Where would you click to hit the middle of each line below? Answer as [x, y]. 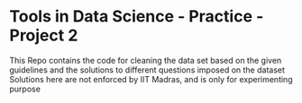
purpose [25, 89]
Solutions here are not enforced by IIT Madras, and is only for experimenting [151, 79]
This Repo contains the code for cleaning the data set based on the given [146, 60]
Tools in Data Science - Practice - [137, 17]
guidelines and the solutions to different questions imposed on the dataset [147, 70]
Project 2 [44, 35]
